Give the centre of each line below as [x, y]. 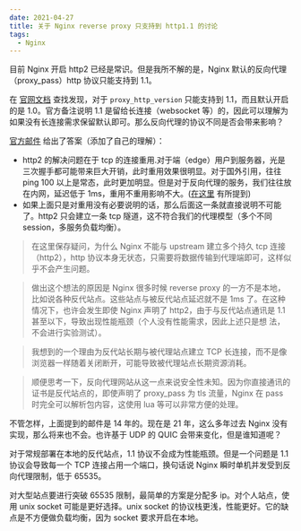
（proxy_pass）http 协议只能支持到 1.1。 [83, 81]
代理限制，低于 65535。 [61, 476]
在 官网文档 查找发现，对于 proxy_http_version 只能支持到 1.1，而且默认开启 [149, 100]
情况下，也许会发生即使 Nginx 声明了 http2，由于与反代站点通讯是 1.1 [158, 310]
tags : [19, 34]
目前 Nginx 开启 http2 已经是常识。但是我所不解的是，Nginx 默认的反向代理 [148, 69]
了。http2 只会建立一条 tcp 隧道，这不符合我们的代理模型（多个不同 [147, 216]
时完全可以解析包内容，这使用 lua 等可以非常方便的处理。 [137, 405]
